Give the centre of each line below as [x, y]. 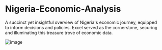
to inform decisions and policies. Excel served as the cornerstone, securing [81, 27]
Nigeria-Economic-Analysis [63, 9]
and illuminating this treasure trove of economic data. [59, 33]
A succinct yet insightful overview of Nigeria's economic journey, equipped [81, 22]
